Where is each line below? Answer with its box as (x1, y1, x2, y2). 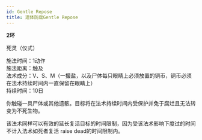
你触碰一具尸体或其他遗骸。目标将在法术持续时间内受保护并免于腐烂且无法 (6, 99, 191, 106)
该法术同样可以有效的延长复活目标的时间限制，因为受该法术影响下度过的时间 (6, 120, 196, 127)
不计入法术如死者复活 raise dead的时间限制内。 (6, 127, 124, 135)
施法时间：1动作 (6, 57, 46, 64)
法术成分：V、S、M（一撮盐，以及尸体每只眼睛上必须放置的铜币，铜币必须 (6, 72, 192, 79)
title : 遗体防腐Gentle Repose (6, 14, 78, 20)
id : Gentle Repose (6, 8, 52, 15)
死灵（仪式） (6, 44, 38, 51)
